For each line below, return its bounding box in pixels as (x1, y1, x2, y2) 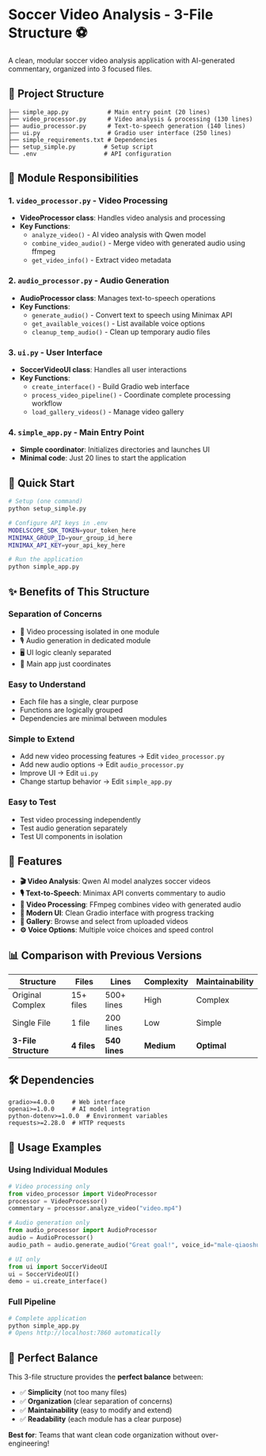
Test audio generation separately (19, 823, 128, 833)
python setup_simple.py (8, 505, 87, 513)
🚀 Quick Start (8, 476, 75, 490)
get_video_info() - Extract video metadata (31, 256, 172, 265)
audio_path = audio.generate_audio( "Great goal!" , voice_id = (8, 1241, 215, 1249)
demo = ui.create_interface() (8, 1277, 108, 1285)
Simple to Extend (8, 734, 75, 745)
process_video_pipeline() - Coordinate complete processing (31, 391, 231, 400)
